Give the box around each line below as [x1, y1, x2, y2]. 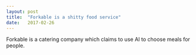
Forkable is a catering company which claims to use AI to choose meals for [6, 36, 191, 43]
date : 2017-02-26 [6, 20, 55, 25]
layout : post [6, 8, 39, 15]
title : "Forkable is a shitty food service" [6, 14, 121, 20]
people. [6, 42, 25, 49]
